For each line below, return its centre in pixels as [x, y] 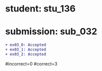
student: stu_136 [40, 9]
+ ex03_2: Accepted [26, 54]
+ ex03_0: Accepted [26, 45]
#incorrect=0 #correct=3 [31, 63]
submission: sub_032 [51, 32]
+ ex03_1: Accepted [26, 49]
